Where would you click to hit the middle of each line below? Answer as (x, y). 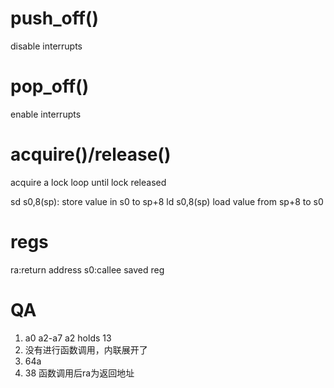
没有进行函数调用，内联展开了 (86, 349)
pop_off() (50, 86)
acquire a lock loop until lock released (88, 182)
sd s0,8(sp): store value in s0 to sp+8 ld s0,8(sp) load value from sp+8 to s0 (167, 201)
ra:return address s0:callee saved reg (87, 269)
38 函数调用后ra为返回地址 (79, 373)
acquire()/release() (91, 154)
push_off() (54, 18)
